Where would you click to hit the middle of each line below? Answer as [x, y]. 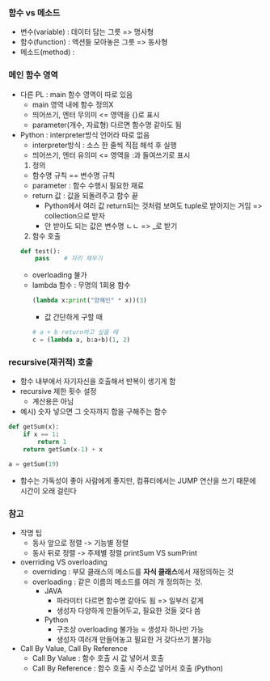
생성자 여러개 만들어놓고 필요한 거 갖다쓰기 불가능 [134, 639]
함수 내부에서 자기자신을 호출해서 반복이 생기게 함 [98, 381]
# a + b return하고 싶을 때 [75, 332]
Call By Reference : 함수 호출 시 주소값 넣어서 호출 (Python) [128, 668]
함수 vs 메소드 [34, 12]
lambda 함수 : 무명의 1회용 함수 [81, 286]
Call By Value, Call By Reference [74, 648]
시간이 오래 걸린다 [48, 490]
